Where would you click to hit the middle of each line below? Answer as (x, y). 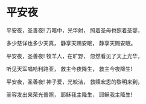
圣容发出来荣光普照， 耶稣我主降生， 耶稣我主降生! (69, 94)
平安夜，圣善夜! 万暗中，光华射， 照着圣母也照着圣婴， (75, 30)
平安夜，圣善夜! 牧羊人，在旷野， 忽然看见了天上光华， (75, 56)
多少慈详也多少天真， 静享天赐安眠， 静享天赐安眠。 (71, 43)
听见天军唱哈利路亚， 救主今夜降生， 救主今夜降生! (69, 69)
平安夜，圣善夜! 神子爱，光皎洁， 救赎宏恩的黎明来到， (75, 82)
